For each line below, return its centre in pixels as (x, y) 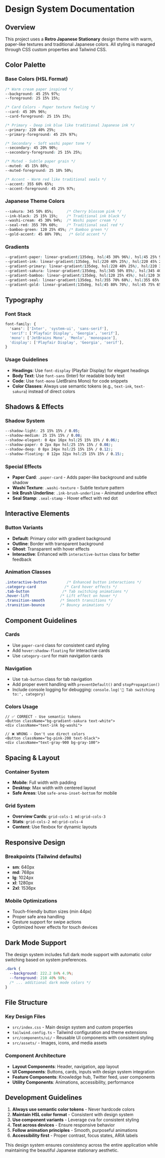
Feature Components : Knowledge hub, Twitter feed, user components (84, 1077)
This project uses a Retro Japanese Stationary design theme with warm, (79, 39)
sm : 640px (23, 867)
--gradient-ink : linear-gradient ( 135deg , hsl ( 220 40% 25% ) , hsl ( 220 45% (81, 262)
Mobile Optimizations (31, 901)
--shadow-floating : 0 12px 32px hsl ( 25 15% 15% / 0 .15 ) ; (65, 454)
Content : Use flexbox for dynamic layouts (55, 827)
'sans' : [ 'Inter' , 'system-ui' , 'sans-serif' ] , (59, 328)
